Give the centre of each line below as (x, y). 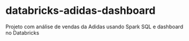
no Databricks (22, 32)
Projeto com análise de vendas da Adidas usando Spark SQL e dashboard (94, 27)
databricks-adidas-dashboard (80, 11)
